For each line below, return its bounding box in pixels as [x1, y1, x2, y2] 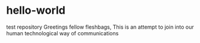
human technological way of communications [6, 29, 119, 36]
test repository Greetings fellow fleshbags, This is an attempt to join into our [6, 23, 194, 30]
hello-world [6, 4, 66, 17]
